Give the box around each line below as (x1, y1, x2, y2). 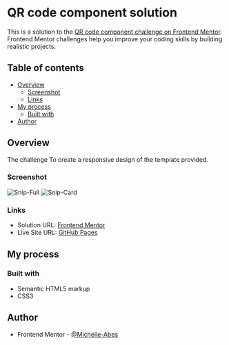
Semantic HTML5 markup (17, 284, 90, 293)
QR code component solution (7, 5, 178, 21)
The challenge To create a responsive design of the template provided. (7, 155, 208, 163)
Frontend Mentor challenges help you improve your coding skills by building (7, 34, 223, 43)
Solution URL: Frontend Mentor (17, 221, 106, 229)
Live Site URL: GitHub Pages (17, 229, 98, 237)
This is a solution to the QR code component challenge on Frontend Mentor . (7, 28, 222, 36)
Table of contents (7, 62, 84, 74)
